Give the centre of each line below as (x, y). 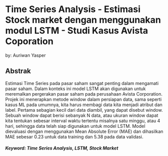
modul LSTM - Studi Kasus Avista (77, 31)
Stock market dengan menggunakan (83, 20)
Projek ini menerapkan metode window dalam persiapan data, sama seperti (83, 99)
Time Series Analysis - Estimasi (73, 9)
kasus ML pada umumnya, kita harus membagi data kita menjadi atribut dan (84, 105)
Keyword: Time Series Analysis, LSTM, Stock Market (62, 148)
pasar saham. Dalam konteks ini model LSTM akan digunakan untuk (76, 89)
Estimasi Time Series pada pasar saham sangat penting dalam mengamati (82, 83)
